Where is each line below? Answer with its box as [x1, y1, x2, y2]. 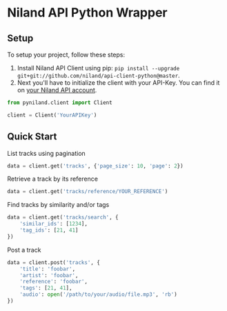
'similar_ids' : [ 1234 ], [19, 221, 88, 228]
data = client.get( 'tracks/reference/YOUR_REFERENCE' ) [7, 188, 168, 195]
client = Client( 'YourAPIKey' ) [7, 112, 97, 119]
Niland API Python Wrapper [7, 5, 168, 21]
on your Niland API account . [17, 86, 97, 94]
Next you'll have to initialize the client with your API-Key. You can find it [17, 79, 220, 87]
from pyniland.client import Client [7, 99, 112, 106]
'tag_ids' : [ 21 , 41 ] [19, 227, 79, 234]
